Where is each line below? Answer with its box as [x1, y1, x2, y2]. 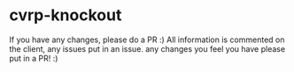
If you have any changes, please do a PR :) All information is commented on [9, 34, 285, 45]
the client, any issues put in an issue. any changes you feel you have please [9, 43, 286, 54]
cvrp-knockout [9, 5, 122, 25]
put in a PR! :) [9, 53, 58, 63]
